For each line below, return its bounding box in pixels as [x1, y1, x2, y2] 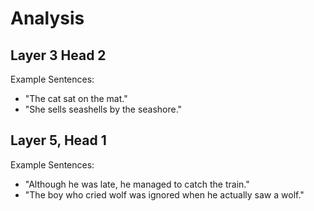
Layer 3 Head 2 [10, 47, 107, 64]
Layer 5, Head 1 [10, 132, 107, 149]
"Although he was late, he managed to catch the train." [24, 178, 250, 190]
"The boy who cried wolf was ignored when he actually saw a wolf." [24, 188, 305, 201]
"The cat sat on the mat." [24, 93, 128, 104]
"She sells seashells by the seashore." [24, 103, 183, 115]
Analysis [10, 7, 85, 30]
